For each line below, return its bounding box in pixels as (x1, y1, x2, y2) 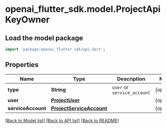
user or (112, 83, 129, 90)
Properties (5, 61, 39, 69)
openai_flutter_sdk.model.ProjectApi (5, 3, 161, 15)
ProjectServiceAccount (51, 105, 108, 112)
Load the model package (5, 34, 83, 42)
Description (117, 75, 146, 82)
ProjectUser (51, 97, 80, 104)
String (51, 86, 66, 93)
